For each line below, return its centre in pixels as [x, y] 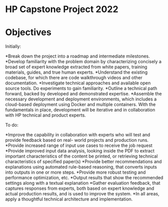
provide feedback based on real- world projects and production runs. [77, 140]
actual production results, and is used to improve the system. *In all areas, [82, 194]
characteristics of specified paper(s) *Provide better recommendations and [83, 162]
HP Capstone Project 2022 [62, 9]
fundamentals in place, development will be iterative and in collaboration [80, 110]
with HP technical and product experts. [46, 115]
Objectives [28, 33]
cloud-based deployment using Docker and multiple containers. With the [80, 105]
